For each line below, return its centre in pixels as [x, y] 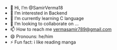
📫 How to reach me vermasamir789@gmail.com [61, 29]
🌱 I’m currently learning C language [47, 18]
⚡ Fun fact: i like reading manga [43, 42]
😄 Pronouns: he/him [31, 36]
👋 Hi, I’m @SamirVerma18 [36, 8]
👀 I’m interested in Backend [38, 13]
